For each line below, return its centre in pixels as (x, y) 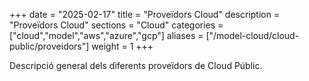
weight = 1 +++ (122, 46)
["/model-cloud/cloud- (252, 35)
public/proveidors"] (49, 46)
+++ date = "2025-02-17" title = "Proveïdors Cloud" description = (145, 14)
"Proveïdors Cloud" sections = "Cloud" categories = (116, 25)
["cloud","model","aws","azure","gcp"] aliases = (106, 35)
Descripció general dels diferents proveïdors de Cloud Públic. (136, 65)
